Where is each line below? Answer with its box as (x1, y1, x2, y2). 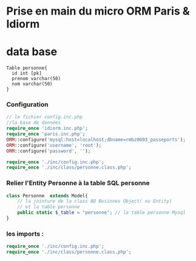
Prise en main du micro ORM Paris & (6, 4, 190, 18)
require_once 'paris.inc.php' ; (6, 131, 86, 137)
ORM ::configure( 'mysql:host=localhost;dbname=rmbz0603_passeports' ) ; (6, 137, 186, 143)
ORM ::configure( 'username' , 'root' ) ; (6, 142, 102, 148)
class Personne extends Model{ (6, 192, 88, 198)
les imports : (6, 229, 44, 238)
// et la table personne (17, 204, 80, 210)
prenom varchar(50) (12, 76, 61, 82)
